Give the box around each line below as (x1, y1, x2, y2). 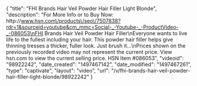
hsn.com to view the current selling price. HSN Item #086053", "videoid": (6, 55, 184, 61)
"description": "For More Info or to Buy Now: (6, 11, 113, 18)
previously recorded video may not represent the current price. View (6, 49, 172, 55)
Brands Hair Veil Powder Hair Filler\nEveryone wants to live (44, 30, 188, 37)
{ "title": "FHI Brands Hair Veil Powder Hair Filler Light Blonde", (6, 5, 157, 12)
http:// (6, 18, 22, 24)
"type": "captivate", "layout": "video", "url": (6, 67, 110, 74)
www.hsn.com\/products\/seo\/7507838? (21, 18, 121, 24)
